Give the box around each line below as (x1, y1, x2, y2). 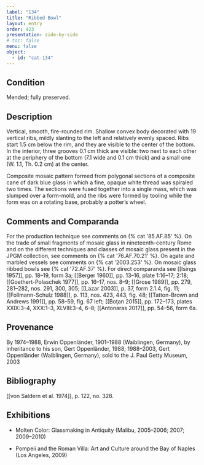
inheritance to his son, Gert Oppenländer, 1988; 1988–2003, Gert (6, 345, 170, 352)
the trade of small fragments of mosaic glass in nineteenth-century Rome (6, 239, 192, 246)
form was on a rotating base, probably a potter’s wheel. (6, 198, 146, 206)
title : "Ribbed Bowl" (6, 15, 62, 21)
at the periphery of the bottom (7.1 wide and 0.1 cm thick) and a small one (6, 154, 191, 162)
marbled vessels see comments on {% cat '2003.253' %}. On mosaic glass (6, 259, 197, 266)
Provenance (6, 322, 54, 332)
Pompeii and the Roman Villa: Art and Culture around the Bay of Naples (15, 445, 195, 452)
